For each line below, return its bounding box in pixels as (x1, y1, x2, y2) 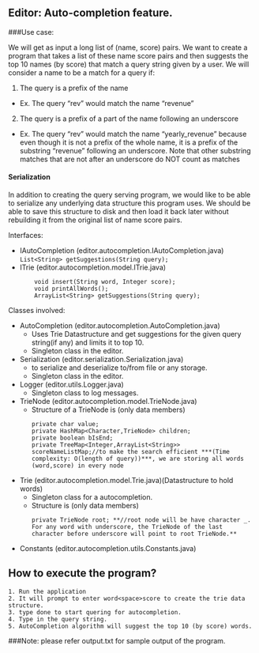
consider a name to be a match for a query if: (8, 67, 156, 77)
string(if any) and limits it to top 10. (31, 338, 145, 347)
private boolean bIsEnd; (31, 434, 114, 442)
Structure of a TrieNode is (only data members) (31, 405, 186, 414)
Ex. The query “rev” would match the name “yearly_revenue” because (19, 129, 247, 138)
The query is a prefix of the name (19, 83, 129, 92)
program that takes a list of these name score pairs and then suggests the (8, 51, 249, 60)
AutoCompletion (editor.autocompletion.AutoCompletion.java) (19, 321, 221, 330)
